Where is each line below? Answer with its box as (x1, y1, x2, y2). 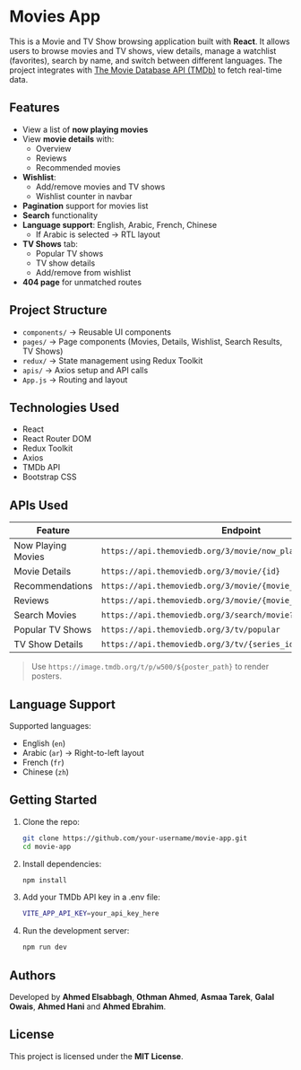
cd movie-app (21, 842, 72, 851)
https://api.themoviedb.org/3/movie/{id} (101, 566, 280, 576)
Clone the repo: (21, 816, 81, 827)
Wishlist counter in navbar (35, 190, 133, 201)
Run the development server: (21, 925, 130, 936)
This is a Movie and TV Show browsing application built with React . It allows (9, 36, 290, 47)
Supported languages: (9, 721, 91, 731)
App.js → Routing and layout (21, 374, 128, 385)
